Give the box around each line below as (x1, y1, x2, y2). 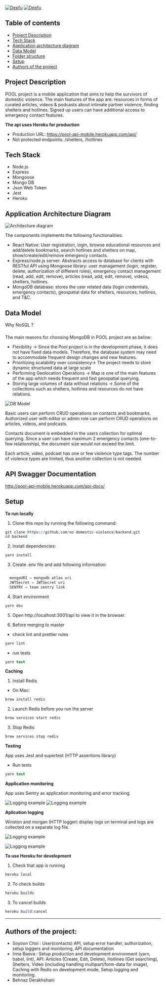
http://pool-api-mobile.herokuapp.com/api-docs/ (5, 483, 105, 489)
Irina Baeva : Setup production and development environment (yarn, (12, 951, 151, 957)
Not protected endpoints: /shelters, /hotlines (12, 136, 103, 142)
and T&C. (12, 295, 32, 300)
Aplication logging (5, 809, 44, 815)
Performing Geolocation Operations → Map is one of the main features (12, 370, 156, 376)
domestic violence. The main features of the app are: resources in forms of (5, 96, 158, 102)
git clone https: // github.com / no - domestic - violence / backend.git (5, 529, 140, 535)
